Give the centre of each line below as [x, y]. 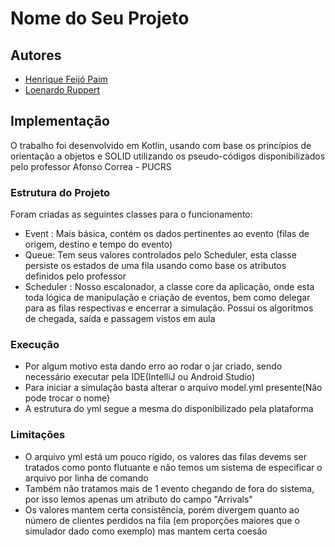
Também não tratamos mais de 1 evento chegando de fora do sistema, [169, 488]
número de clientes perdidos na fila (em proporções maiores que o [162, 520]
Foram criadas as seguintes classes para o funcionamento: [131, 214]
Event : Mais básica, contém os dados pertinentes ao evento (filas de [167, 234]
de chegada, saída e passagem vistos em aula [120, 319]
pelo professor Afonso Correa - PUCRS [91, 166]
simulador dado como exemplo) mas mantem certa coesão [146, 531]
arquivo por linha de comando [86, 478]
